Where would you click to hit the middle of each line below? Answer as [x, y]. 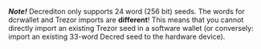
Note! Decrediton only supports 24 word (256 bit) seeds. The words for [126, 11]
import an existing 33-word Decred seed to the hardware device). [117, 36]
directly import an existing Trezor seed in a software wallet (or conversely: [131, 28]
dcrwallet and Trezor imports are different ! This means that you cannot [126, 20]
